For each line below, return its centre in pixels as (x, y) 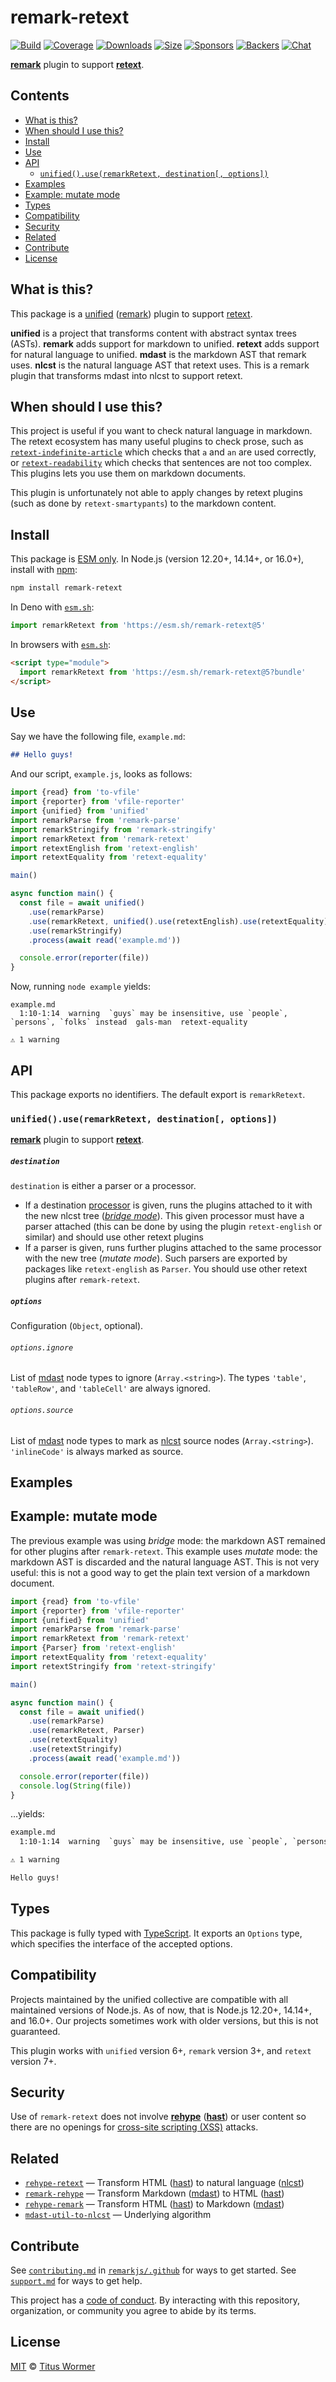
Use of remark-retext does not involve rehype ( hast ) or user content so (158, 2117)
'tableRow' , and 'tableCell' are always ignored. (110, 1388)
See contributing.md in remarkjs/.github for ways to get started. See (153, 2270)
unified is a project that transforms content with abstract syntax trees (153, 333)
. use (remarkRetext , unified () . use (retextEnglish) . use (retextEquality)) (180, 921)
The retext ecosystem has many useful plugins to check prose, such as (157, 442)
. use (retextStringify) (75, 1749)
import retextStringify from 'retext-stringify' (113, 1666)
